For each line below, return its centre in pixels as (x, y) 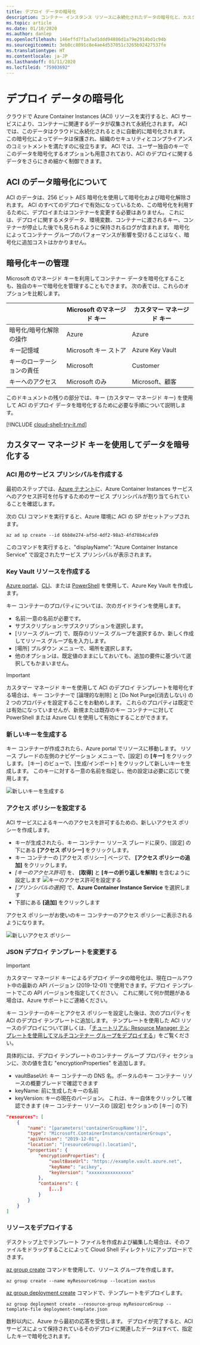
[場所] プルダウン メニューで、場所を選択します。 (75, 648)
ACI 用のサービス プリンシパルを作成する (65, 475)
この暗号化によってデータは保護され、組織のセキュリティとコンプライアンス (99, 139)
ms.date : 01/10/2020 (32, 28)
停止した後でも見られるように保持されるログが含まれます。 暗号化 (108, 227)
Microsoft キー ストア (96, 350)
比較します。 (48, 293)
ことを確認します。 (35, 503)
